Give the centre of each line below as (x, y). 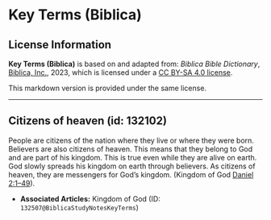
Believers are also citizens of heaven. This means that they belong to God (131, 149)
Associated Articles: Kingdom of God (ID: (90, 198)
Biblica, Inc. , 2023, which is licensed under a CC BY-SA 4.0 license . (121, 73)
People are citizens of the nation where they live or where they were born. (131, 140)
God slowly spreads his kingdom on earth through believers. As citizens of (132, 166)
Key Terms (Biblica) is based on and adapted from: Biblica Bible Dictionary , (134, 64)
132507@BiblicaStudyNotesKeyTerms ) (79, 207)
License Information (60, 45)
